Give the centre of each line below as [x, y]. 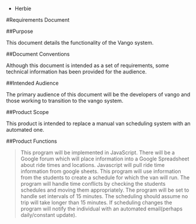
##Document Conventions [38, 54]
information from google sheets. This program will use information [101, 171]
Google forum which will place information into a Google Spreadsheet [105, 159]
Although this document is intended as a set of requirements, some [88, 65]
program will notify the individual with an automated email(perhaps [102, 209]
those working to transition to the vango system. [65, 101]
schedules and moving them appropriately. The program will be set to [105, 190]
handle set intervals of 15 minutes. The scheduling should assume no [104, 196]
